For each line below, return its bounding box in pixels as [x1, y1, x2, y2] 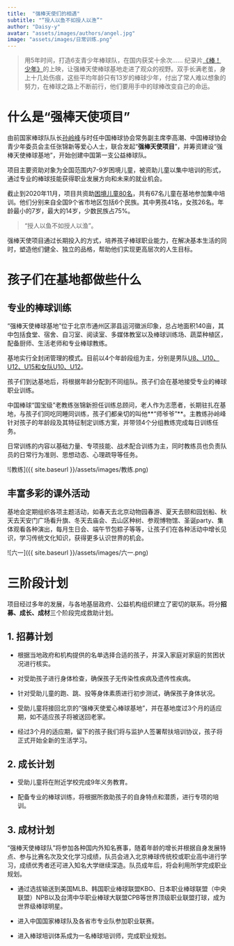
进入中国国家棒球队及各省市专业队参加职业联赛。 [17, 917, 158, 925]
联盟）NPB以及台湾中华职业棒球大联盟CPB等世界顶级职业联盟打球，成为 [17, 893, 226, 902]
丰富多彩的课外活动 [7, 488, 90, 499]
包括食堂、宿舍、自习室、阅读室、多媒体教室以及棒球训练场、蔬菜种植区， [13, 330, 227, 339]
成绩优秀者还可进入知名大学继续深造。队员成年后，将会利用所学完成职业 [19, 861, 227, 869]
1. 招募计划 [7, 631, 54, 643]
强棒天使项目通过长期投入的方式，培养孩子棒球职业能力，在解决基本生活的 [7, 236, 221, 245]
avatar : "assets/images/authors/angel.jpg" [7, 29, 136, 37]
